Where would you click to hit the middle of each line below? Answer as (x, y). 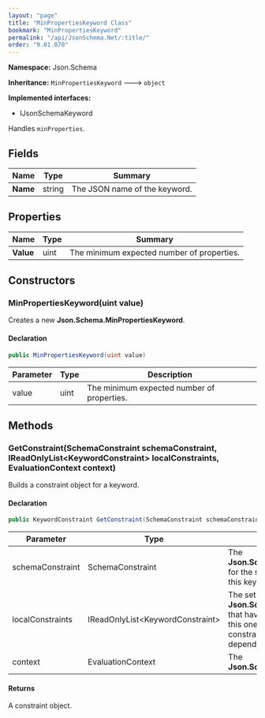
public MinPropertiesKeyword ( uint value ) (77, 355)
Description (170, 374)
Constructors (42, 281)
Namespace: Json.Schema (52, 67)
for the (241, 572)
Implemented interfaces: (50, 98)
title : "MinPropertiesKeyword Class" (70, 23)
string (53, 189)
